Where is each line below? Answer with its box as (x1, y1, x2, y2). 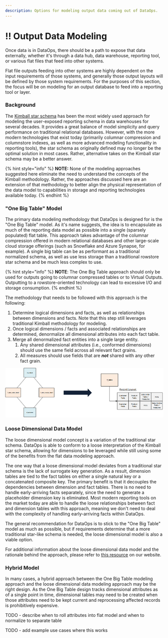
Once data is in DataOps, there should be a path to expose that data (5, 47, 145, 53)
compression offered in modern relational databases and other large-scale (5, 238, 159, 244)
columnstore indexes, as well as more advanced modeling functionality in (5, 139, 157, 146)
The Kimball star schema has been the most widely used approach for (5, 113, 150, 119)
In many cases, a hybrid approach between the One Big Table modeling (5, 576, 153, 582)
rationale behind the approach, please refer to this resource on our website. (5, 551, 161, 557)
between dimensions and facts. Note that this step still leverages (12, 315, 146, 321)
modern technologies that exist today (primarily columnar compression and (5, 134, 161, 140)
